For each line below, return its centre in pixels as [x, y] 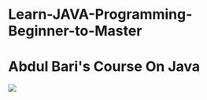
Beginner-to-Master [75, 31]
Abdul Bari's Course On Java [104, 67]
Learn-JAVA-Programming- [100, 14]
